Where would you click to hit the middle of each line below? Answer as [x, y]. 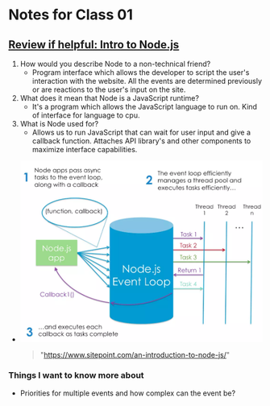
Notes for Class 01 [71, 15]
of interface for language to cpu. [86, 115]
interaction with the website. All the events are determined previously [147, 81]
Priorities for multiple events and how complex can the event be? [128, 393]
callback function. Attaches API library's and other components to [141, 141]
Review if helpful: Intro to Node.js [94, 45]
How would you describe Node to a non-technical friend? [115, 64]
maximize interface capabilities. [85, 149]
